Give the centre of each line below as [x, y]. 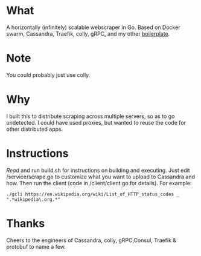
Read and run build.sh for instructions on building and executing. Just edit [98, 170]
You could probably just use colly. [48, 75]
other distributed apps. [35, 129]
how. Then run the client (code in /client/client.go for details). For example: [99, 183]
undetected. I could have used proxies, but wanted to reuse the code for [96, 122]
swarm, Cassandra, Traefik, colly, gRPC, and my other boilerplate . [88, 33]
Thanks [26, 223]
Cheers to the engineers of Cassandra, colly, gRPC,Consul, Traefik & [91, 240]
